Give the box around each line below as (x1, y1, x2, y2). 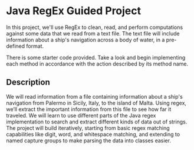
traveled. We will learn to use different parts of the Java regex (6, 112, 156, 119)
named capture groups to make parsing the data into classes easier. (6, 137, 171, 144)
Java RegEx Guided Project (6, 4, 142, 18)
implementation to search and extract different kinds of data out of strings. (6, 118, 188, 125)
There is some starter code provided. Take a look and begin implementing (6, 54, 186, 61)
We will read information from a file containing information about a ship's (6, 93, 183, 100)
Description (6, 77, 50, 87)
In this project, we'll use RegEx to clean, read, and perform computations (6, 24, 183, 31)
